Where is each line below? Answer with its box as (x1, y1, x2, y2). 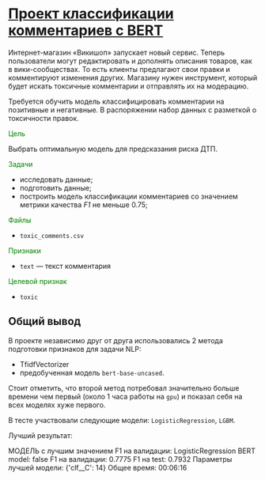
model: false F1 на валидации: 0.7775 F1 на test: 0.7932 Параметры (8, 454, 233, 463)
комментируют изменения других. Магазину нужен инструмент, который (8, 73, 258, 82)
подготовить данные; (19, 183, 93, 192)
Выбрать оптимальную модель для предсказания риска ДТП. (8, 144, 218, 153)
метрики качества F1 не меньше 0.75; (19, 199, 148, 210)
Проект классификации (8, 5, 174, 23)
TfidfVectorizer (19, 359, 70, 369)
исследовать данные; (19, 175, 93, 184)
